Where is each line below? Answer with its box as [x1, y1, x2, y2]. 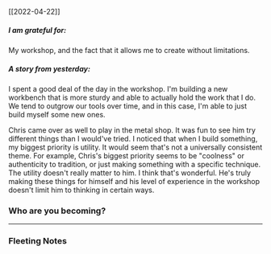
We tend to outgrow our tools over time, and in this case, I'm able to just [8, 100, 248, 111]
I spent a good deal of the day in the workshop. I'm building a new [8, 84, 228, 93]
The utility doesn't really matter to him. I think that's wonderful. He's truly [8, 168, 252, 178]
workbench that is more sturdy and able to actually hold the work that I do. [8, 92, 256, 102]
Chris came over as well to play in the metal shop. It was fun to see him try [8, 125, 256, 135]
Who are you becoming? [8, 205, 106, 216]
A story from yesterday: [8, 63, 91, 73]
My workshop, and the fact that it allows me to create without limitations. [8, 45, 250, 55]
